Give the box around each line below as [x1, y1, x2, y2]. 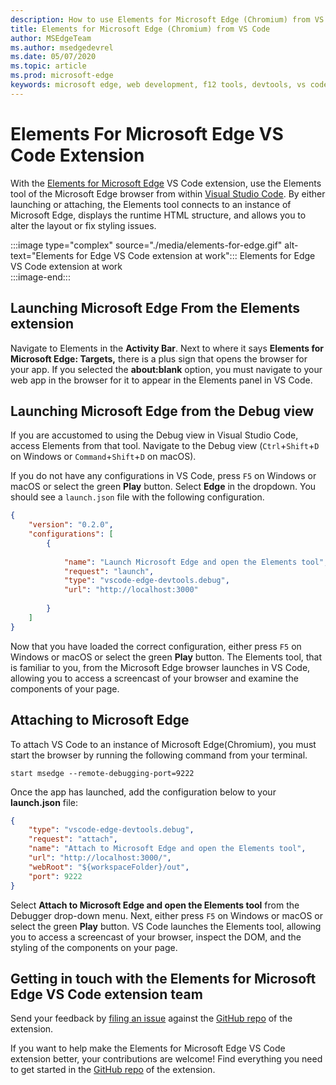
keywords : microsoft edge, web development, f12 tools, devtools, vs [10, 80, 307, 90]
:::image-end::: [10, 271, 71, 283]
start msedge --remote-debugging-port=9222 [10, 768, 195, 778]
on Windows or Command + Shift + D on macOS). [10, 451, 197, 463]
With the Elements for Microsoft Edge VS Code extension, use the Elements [10, 177, 322, 189]
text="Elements [10, 249, 75, 261]
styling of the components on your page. [10, 941, 178, 953]
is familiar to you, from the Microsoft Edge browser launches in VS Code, [10, 661, 311, 673]
